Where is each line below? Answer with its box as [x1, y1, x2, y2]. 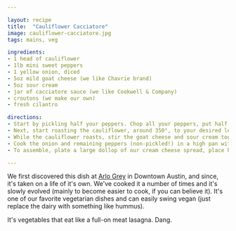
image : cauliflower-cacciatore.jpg [7, 30, 112, 37]
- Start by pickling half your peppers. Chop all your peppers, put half [7, 120, 228, 127]
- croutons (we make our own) [7, 94, 96, 102]
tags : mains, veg [7, 36, 58, 43]
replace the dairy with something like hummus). [7, 202, 145, 211]
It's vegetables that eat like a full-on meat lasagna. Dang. [7, 216, 172, 224]
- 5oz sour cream [7, 82, 58, 89]
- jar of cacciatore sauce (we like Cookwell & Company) [7, 88, 178, 95]
